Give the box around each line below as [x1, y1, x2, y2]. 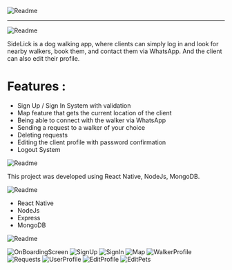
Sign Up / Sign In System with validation [17, 101, 131, 110]
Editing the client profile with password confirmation [17, 138, 166, 146]
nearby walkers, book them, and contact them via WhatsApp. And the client [7, 47, 222, 55]
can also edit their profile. [7, 55, 80, 62]
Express [17, 213, 41, 222]
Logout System [17, 145, 61, 153]
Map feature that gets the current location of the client [17, 108, 172, 117]
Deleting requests [17, 131, 68, 139]
